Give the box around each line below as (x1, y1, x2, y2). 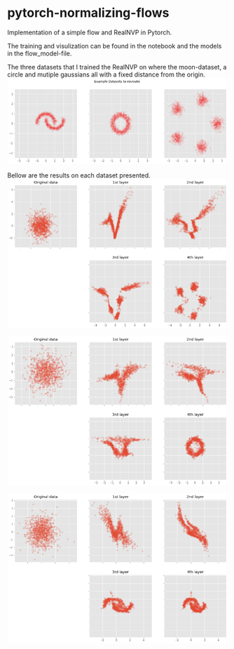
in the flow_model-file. (7, 49, 72, 58)
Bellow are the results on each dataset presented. (7, 170, 151, 180)
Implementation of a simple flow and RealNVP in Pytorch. (7, 28, 172, 36)
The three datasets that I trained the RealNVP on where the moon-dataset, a (7, 62, 227, 71)
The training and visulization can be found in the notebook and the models (7, 41, 222, 50)
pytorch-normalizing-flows (7, 5, 170, 21)
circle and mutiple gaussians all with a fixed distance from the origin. (7, 70, 205, 79)
